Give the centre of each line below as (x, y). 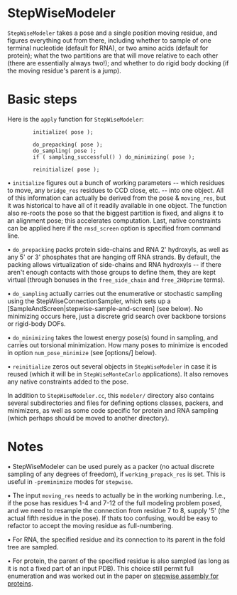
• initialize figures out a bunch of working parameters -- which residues (116, 182)
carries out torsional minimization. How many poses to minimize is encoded (118, 345)
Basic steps (42, 99)
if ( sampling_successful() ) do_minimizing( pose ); (114, 157)
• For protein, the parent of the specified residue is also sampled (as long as (119, 561)
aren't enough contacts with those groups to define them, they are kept (112, 272)
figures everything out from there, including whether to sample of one (109, 40)
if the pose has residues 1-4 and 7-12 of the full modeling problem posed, (115, 502)
